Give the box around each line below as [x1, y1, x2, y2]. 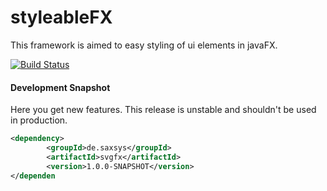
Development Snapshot [10, 81, 111, 93]
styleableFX [10, 6, 113, 29]
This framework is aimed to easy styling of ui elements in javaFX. [10, 39, 278, 51]
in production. [10, 114, 68, 126]
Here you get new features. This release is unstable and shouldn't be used [10, 104, 317, 116]
